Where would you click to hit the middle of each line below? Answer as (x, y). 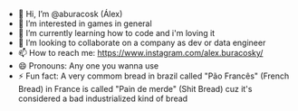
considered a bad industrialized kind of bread (103, 98)
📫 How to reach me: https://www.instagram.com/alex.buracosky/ (140, 53)
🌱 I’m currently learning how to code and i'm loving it (116, 33)
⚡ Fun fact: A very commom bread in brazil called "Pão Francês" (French (154, 76)
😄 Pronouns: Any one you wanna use (88, 66)
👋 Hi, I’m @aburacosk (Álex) (70, 14)
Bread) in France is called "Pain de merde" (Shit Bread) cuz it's (135, 89)
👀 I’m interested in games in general (85, 23)
